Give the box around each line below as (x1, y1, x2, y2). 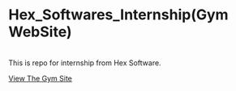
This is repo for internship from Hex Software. (8, 58, 161, 68)
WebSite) (8, 23, 72, 41)
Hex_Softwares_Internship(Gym (8, 6, 229, 24)
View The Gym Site (8, 73, 73, 83)
